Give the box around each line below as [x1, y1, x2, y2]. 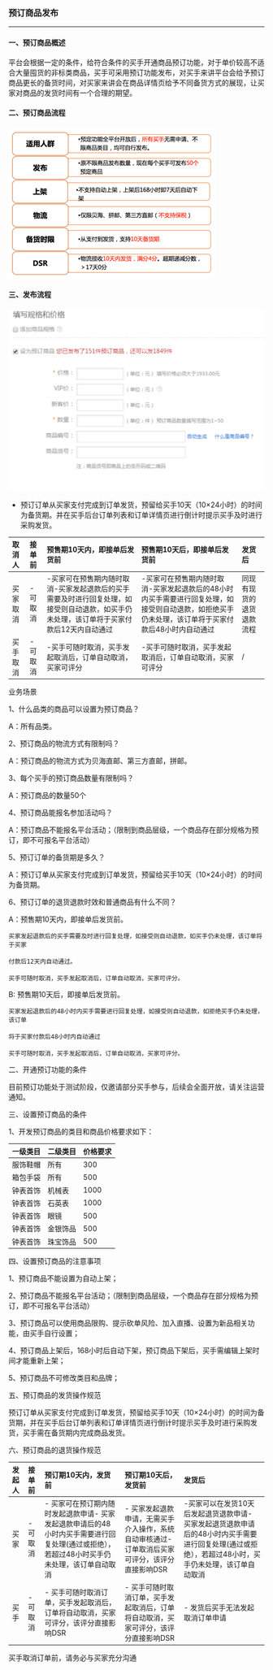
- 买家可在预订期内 [44, 1498, 108, 1508]
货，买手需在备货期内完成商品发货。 [8, 1428, 130, 1438]
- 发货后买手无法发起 [184, 1603, 254, 1612]
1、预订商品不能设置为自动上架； [8, 1273, 119, 1283]
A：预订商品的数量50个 [8, 791, 87, 800]
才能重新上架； [15, 1356, 66, 1366]
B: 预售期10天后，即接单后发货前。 [8, 990, 124, 1000]
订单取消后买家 [124, 1544, 175, 1554]
